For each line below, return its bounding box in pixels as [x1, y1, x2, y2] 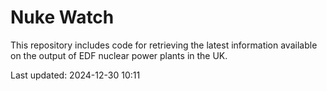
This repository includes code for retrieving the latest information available [10, 39, 318, 51]
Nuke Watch [10, 6, 115, 29]
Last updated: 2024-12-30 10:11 [10, 69, 141, 81]
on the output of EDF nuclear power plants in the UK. [10, 49, 228, 61]
